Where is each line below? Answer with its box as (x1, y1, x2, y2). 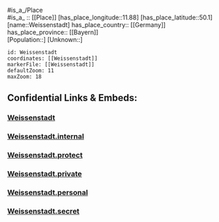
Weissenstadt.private (7, 169, 82, 179)
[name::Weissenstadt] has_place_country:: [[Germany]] (7, 21, 166, 29)
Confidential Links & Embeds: (7, 92, 138, 104)
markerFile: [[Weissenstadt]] (7, 61, 95, 68)
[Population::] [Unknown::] (7, 35, 83, 44)
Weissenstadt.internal (7, 132, 85, 141)
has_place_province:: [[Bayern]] (7, 28, 99, 36)
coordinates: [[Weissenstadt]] (7, 55, 98, 62)
